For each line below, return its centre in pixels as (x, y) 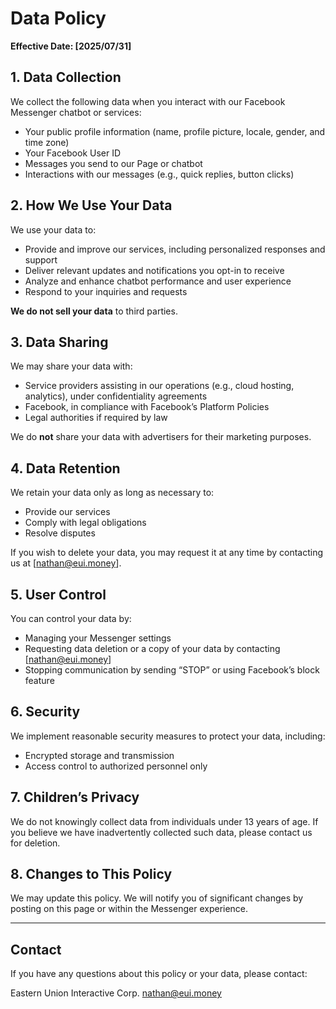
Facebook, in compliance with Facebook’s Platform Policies (147, 407)
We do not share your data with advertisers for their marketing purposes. (161, 437)
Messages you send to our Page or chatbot (113, 163)
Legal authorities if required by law (96, 418)
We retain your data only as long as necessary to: (112, 493)
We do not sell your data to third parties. (94, 311)
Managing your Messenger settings (98, 638)
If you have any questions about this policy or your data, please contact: (159, 974)
